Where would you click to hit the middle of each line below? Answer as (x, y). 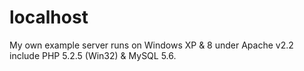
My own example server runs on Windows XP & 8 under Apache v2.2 (151, 45)
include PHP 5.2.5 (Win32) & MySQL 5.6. (93, 55)
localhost (49, 17)
